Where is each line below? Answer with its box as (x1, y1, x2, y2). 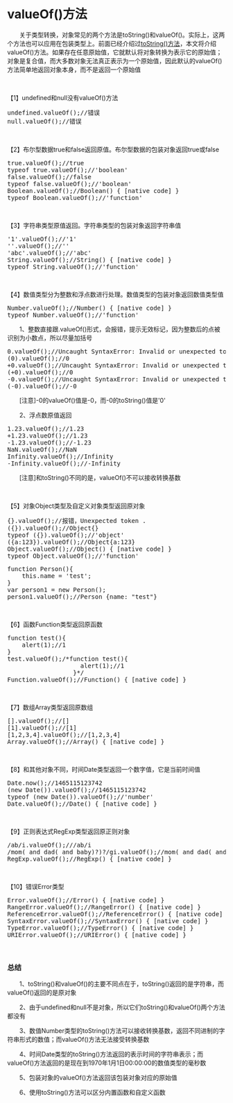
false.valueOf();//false (7, 173, 92, 181)
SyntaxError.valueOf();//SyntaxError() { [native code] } (7, 917, 209, 924)
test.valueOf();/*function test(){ (7, 654, 128, 663)
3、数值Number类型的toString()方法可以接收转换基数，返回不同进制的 (19, 1027, 220, 1035)
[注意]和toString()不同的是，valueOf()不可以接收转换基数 (19, 473, 182, 481)
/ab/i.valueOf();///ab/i (7, 841, 92, 849)
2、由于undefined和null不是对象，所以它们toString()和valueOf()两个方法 (19, 1003, 225, 1011)
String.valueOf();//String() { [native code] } (7, 256, 172, 264)
